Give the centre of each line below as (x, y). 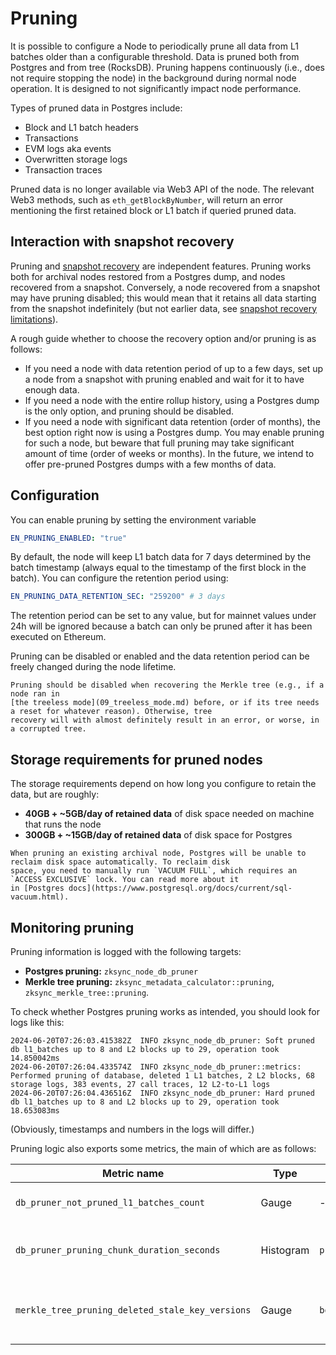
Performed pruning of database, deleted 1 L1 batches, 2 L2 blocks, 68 (162, 1075)
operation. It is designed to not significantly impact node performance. (156, 88)
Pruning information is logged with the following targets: (126, 951)
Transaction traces (63, 169)
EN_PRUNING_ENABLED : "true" (69, 538)
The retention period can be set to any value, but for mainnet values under (163, 616)
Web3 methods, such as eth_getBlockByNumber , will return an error (146, 199)
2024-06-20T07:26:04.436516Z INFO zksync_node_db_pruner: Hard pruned (162, 1093)
